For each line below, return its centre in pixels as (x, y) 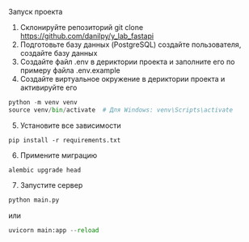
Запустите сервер (51, 185)
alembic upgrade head (45, 170)
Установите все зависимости (70, 125)
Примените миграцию (59, 155)
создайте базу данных (59, 53)
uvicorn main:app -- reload (54, 230)
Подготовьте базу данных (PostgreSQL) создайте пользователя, (131, 45)
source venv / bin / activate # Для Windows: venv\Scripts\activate (120, 110)
